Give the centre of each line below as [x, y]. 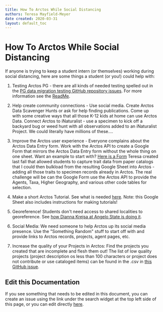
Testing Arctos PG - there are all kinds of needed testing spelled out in [82, 86]
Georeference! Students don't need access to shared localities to [77, 212]
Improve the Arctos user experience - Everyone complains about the [81, 141]
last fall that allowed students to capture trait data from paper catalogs [82, 162]
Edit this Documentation [43, 282]
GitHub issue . [26, 267]
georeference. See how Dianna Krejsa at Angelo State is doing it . [77, 217]
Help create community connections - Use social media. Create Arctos [83, 106]
